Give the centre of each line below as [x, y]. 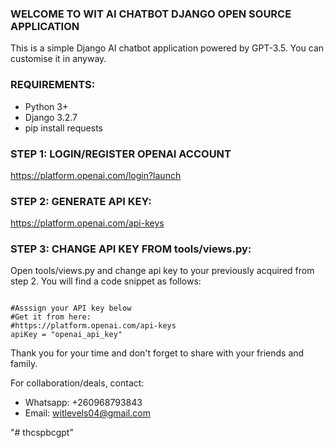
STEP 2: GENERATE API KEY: [81, 201]
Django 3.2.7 [51, 117]
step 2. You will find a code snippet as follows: [106, 281]
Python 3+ [46, 106]
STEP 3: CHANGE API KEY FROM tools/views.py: [131, 249]
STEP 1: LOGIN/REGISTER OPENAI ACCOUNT [121, 154]
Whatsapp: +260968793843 [83, 403]
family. [24, 364]
